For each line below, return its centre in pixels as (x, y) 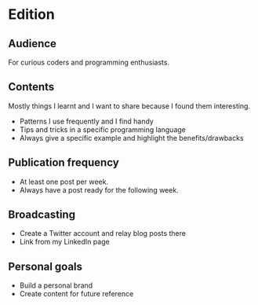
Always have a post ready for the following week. (99, 189)
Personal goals (45, 266)
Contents (31, 87)
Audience (33, 44)
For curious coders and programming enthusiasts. (89, 62)
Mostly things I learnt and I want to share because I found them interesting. (129, 106)
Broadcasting (42, 215)
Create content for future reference (76, 294)
